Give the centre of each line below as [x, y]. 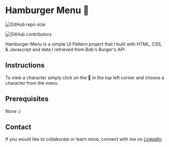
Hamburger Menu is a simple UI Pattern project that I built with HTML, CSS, [84, 44]
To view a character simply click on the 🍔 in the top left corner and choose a [85, 78]
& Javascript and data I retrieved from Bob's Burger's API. [66, 49]
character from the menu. [32, 83]
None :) [13, 111]
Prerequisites [27, 99]
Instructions [25, 65]
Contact [18, 127]
